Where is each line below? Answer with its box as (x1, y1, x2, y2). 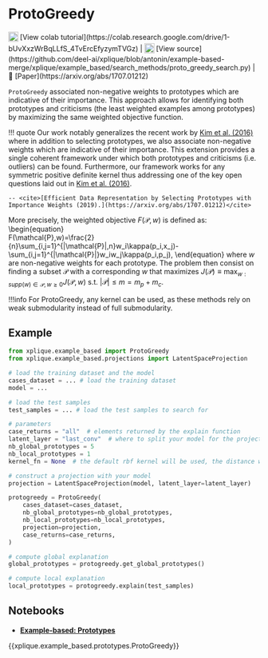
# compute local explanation (8, 575, 105, 583)
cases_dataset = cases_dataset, (22, 501, 124, 509)
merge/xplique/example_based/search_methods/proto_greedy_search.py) (8, 62, 251, 72)
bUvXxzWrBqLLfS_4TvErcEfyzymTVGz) (8, 44, 139, 54)
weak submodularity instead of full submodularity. (8, 303, 173, 313)
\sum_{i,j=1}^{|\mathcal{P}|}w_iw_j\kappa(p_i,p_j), (8, 249, 174, 259)
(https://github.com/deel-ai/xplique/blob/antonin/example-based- (8, 54, 225, 64)
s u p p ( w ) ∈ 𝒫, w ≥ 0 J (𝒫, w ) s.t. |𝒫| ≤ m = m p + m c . (8, 277, 164, 289)
